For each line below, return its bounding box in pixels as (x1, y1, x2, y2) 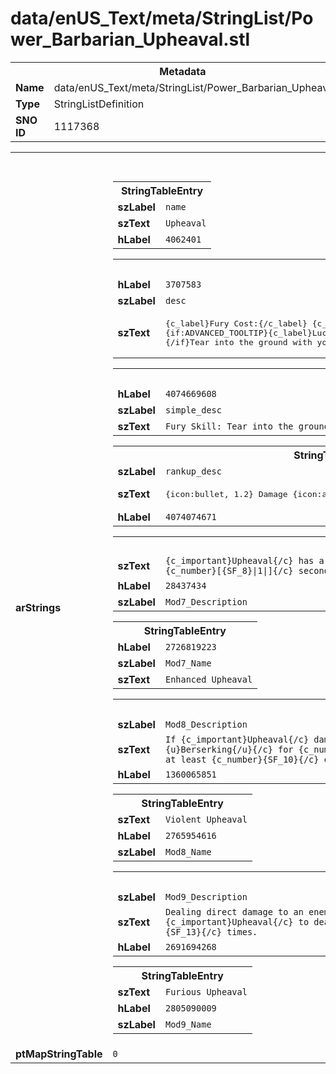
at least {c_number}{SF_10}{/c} (164, 753, 320, 765)
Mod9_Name (164, 1018, 212, 1030)
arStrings (15, 600, 62, 614)
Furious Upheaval (164, 986, 248, 997)
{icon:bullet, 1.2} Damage (164, 488, 288, 499)
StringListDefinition (53, 97, 145, 111)
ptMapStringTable (15, 1047, 103, 1061)
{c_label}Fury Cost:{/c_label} (164, 318, 308, 329)
